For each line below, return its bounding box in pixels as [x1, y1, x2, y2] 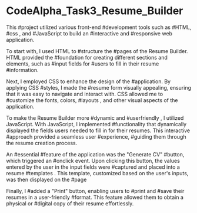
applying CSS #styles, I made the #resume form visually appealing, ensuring [6, 84, 191, 91]
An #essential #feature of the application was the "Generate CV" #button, [6, 150, 185, 158]
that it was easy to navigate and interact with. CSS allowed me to [6, 90, 163, 97]
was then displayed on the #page [6, 176, 87, 183]
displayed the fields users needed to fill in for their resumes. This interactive [6, 127, 190, 134]
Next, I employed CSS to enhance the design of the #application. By [6, 78, 171, 85]
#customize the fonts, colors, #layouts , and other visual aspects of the [6, 96, 178, 104]
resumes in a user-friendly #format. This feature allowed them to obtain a [6, 194, 184, 201]
